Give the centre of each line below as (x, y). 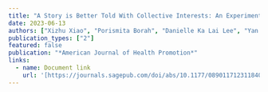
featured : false (35, 46)
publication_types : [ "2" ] (51, 38)
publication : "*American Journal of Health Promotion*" (103, 53)
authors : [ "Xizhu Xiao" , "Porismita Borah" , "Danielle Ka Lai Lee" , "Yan (134, 30)
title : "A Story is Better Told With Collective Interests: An (116, 16)
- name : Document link (53, 68)
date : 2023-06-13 (37, 23)
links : (19, 61)
